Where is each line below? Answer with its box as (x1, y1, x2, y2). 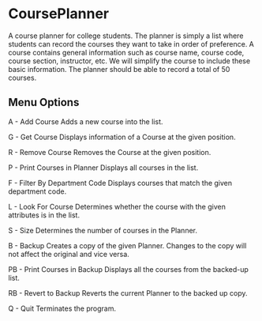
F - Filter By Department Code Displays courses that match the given (8, 178, 233, 187)
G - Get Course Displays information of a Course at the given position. (8, 132, 236, 142)
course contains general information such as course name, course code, (8, 47, 245, 57)
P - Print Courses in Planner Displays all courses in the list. (8, 163, 199, 172)
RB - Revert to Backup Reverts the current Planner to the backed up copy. (8, 288, 248, 297)
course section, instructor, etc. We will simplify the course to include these (8, 56, 251, 66)
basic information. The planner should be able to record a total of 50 (8, 64, 230, 74)
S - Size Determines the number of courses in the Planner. (8, 225, 198, 235)
